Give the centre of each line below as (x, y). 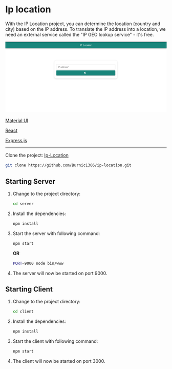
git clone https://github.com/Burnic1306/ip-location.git (68, 165)
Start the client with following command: (55, 341)
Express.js (16, 141)
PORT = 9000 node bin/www (38, 263)
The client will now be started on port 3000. (59, 361)
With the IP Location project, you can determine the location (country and (83, 24)
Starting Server (30, 181)
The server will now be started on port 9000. (60, 273)
